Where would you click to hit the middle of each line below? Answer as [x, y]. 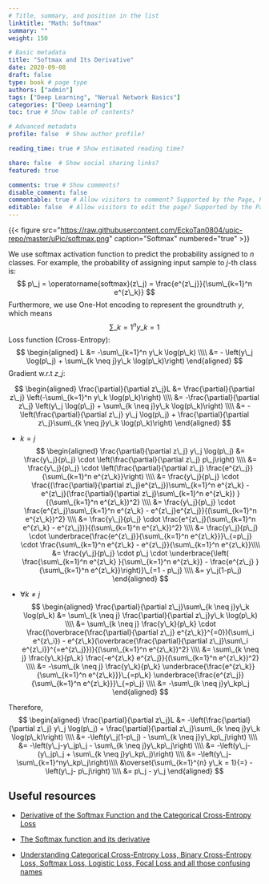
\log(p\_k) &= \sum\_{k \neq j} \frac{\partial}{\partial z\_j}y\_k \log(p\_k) [140, 615]
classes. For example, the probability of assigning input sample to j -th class [133, 262]
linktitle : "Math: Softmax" [55, 23]
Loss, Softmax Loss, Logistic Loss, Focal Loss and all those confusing [135, 863]
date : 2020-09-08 [37, 68]
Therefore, [26, 707]
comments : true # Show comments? [64, 185]
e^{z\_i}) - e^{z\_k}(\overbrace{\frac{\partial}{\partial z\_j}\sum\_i [141, 640]
